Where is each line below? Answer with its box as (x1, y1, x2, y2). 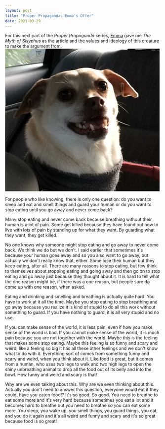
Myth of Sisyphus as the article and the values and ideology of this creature (5, 38, 160, 44)
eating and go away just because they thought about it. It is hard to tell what (5, 273, 160, 280)
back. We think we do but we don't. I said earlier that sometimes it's (5, 247, 143, 253)
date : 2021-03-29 (5, 18, 41, 23)
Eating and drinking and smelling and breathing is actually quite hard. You (5, 294, 155, 300)
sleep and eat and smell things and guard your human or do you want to (5, 201, 152, 208)
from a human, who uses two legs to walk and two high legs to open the (5, 361, 152, 367)
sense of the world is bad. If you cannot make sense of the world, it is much (5, 330, 160, 336)
